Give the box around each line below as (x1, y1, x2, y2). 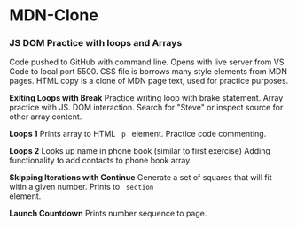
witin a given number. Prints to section (9, 182, 154, 193)
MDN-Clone (9, 5, 99, 26)
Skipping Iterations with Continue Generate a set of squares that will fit (9, 172, 272, 183)
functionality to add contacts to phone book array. (9, 155, 192, 166)
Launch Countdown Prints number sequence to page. (9, 208, 207, 219)
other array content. (9, 111, 82, 122)
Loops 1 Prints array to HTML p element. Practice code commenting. (9, 129, 267, 140)
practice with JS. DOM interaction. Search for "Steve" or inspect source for (9, 102, 284, 113)
